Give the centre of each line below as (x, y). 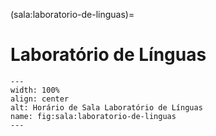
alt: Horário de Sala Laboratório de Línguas (106, 107)
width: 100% (35, 90)
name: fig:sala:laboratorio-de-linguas (93, 116)
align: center (40, 99)
